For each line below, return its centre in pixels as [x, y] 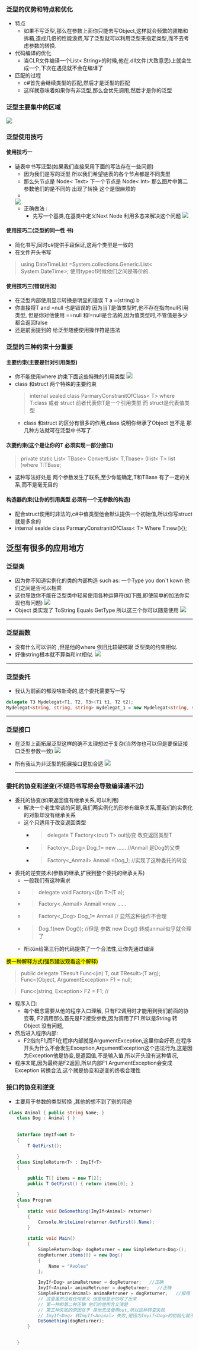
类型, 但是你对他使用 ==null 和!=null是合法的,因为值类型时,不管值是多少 [101, 315]
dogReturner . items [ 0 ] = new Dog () [80, 1255]
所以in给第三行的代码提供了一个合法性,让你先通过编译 [89, 949]
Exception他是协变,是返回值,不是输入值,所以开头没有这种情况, [104, 1055]
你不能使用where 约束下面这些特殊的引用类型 [70, 376]
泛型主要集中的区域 [33, 107]
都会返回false [31, 323]
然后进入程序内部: [36, 1033]
